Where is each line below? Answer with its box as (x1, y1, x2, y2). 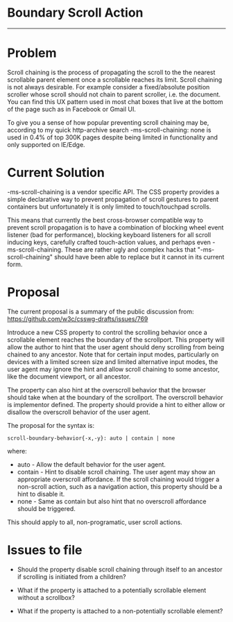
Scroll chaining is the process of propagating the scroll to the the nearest (7, 68, 216, 76)
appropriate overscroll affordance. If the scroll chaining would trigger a (17, 475, 220, 483)
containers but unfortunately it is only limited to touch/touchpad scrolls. (7, 202, 212, 211)
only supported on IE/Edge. (7, 140, 85, 148)
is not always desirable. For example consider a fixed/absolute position (7, 83, 210, 91)
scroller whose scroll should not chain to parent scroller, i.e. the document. (7, 90, 221, 98)
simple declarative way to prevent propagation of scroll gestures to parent (7, 195, 219, 203)
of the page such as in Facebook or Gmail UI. (7, 105, 137, 113)
